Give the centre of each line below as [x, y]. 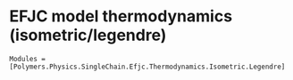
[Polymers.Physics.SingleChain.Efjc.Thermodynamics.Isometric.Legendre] [147, 67]
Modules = [28, 59]
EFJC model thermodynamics [121, 16]
